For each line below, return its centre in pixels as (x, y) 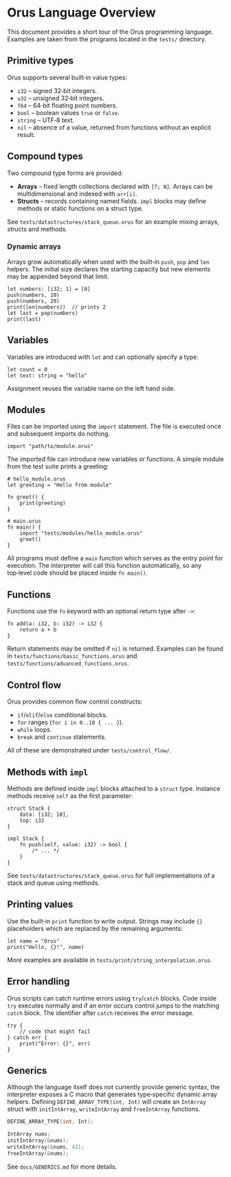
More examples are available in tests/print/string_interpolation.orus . (110, 960)
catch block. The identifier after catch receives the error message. (101, 1013)
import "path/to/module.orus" (51, 447)
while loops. (34, 730)
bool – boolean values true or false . (68, 112)
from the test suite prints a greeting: (58, 467)
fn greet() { (26, 498)
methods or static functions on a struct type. (80, 208)
